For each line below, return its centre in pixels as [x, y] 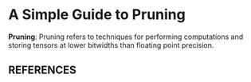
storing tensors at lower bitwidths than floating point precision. [111, 45]
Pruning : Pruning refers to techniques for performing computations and [126, 37]
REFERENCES [43, 70]
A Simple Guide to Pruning [97, 15]
